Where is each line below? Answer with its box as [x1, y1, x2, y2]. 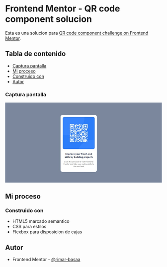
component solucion [5, 13, 92, 25]
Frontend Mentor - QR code [5, 3, 120, 14]
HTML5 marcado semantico [12, 218, 70, 224]
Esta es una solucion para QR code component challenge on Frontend [5, 30, 149, 36]
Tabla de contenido [5, 50, 66, 58]
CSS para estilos [12, 224, 47, 230]
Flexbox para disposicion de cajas [12, 229, 83, 235]
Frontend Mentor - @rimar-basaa [12, 257, 81, 263]
